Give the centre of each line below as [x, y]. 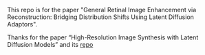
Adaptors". [22, 24]
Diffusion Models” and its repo [50, 44]
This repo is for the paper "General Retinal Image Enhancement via [102, 10]
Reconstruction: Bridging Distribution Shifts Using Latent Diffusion [101, 17]
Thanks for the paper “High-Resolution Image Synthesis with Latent [103, 37]
